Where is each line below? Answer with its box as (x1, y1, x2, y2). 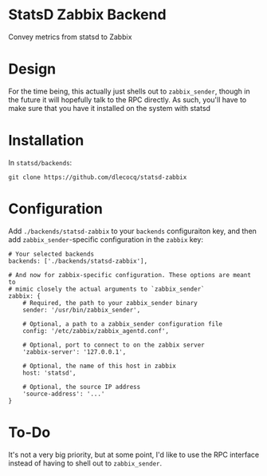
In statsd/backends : (8, 157, 73, 167)
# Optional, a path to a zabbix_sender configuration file (22, 319, 223, 328)
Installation (8, 132, 84, 149)
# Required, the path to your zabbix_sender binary (22, 299, 198, 307)
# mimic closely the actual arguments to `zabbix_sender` (8, 285, 205, 293)
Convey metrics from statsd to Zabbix (8, 32, 132, 42)
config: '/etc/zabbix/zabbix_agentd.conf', (22, 327, 170, 335)
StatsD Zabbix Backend (8, 6, 167, 24)
